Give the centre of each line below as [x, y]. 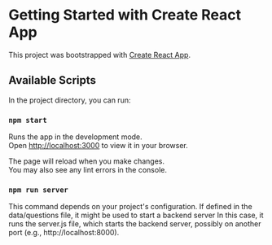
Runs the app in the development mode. [75, 137]
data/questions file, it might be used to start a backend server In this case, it [136, 215]
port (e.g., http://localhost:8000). [64, 233]
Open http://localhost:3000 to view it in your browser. [99, 146]
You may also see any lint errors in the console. [88, 170]
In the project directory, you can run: [70, 100]
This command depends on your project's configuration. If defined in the [130, 207]
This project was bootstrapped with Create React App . [100, 55]
